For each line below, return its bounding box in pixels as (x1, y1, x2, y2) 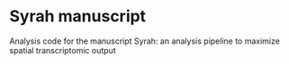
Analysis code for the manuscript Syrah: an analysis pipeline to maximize (9, 36, 281, 46)
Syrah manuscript (9, 6, 147, 27)
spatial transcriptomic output (9, 44, 116, 55)
